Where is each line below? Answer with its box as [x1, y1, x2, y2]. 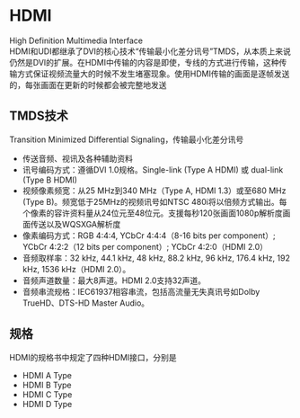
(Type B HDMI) [22, 174, 78, 185]
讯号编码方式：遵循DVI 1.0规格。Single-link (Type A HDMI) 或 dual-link [22, 164, 284, 175]
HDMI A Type [22, 369, 73, 380]
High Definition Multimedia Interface [9, 35, 144, 46]
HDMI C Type [22, 388, 73, 400]
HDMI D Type [22, 398, 73, 409]
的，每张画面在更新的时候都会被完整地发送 [9, 79, 167, 90]
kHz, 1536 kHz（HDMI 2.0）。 [22, 263, 131, 274]
